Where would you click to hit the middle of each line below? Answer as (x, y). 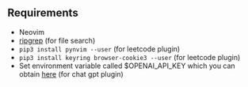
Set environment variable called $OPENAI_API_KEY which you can (127, 66)
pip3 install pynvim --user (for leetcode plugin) (99, 49)
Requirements (43, 13)
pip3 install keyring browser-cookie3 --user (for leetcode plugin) (130, 57)
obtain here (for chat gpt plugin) (71, 74)
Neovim (32, 32)
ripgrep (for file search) (57, 40)
